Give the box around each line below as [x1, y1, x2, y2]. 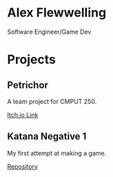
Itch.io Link [7, 110, 39, 118]
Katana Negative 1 [7, 131, 87, 143]
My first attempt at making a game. [7, 149, 107, 157]
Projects [7, 52, 56, 67]
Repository [7, 162, 38, 170]
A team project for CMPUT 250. [7, 97, 97, 105]
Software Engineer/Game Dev [7, 28, 92, 36]
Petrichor [7, 79, 48, 91]
